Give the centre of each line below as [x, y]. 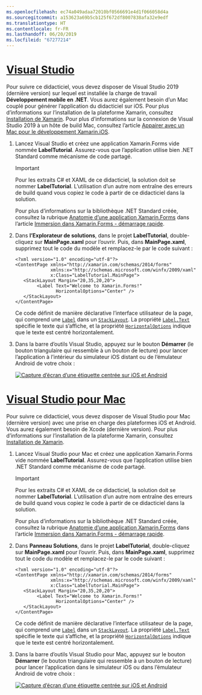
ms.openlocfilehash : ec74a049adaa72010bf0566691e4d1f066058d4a [87, 12]
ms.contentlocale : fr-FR [37, 29]
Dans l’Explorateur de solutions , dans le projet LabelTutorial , [92, 235]
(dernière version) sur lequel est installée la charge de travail [81, 93]
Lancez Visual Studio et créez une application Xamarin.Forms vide [97, 143]
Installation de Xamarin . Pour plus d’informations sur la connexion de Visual [100, 119]
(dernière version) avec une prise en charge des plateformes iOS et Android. [101, 423]
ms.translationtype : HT [36, 23]
